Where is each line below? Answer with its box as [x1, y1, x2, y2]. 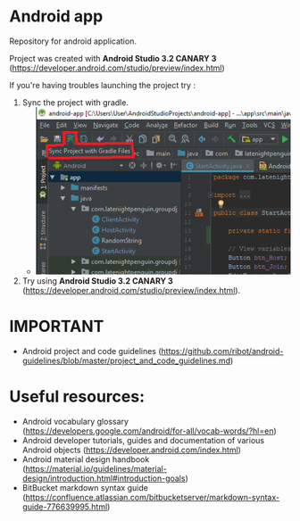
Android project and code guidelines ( [21, 346, 162, 357]
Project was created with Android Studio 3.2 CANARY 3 [9, 53, 217, 63]
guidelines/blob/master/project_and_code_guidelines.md [21, 355, 230, 367]
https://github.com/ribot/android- [161, 346, 284, 357]
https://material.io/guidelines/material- [25, 463, 167, 474]
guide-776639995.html [21, 501, 108, 512]
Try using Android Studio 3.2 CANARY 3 [21, 276, 174, 286]
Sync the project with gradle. [21, 96, 129, 108]
